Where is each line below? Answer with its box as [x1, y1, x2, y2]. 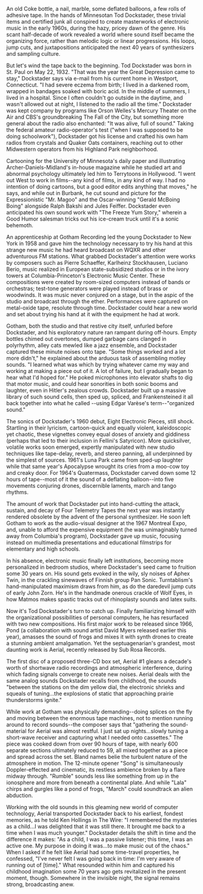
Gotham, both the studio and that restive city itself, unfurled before [6, 322, 173, 329]
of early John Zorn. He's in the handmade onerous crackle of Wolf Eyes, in [6, 589, 193, 596]
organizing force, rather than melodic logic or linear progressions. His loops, [6, 38, 197, 44]
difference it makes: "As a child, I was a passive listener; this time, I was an [6, 836, 193, 843]
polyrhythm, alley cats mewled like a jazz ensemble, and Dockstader [6, 342, 178, 349]
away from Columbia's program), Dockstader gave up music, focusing [6, 532, 182, 540]
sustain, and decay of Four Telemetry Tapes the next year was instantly [6, 507, 185, 514]
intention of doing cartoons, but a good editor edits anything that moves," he [6, 183, 197, 190]
